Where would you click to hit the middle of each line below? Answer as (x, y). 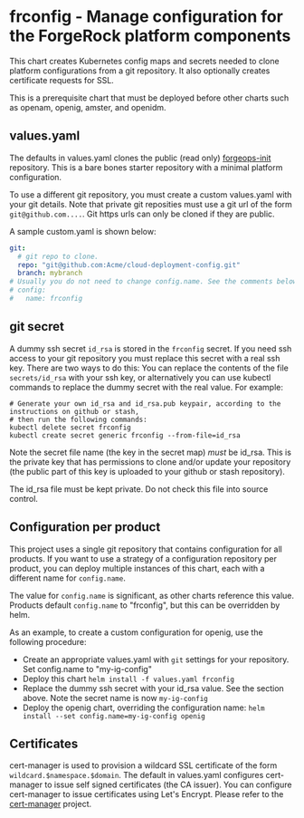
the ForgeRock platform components (150, 36)
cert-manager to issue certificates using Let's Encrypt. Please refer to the (147, 794)
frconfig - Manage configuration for (146, 17)
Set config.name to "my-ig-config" (87, 669)
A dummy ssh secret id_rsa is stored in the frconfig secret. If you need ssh (151, 348)
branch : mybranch (50, 274)
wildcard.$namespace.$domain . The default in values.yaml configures (137, 775)
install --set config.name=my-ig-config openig (114, 716)
